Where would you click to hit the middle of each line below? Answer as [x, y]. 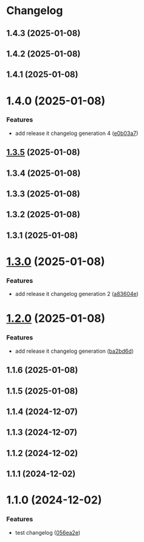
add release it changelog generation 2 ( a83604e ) [77, 294]
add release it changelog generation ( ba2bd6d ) [74, 351]
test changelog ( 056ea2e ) [48, 532]
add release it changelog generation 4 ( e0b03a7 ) [77, 133]
